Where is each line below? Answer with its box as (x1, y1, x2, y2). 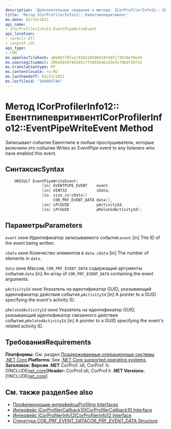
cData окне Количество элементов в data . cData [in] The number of (5, 250, 149, 256)
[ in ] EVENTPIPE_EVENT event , (41, 183, 110, 188)
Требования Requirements (5, 338, 92, 346)
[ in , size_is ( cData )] (41, 193, 88, 198)
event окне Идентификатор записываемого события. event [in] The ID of (5, 234, 160, 241)
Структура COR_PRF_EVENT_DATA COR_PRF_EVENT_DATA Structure (12, 418, 158, 424)
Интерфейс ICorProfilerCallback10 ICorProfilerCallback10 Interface (12, 407, 153, 413)
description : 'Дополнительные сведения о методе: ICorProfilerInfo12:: (5, 7, 160, 13)
